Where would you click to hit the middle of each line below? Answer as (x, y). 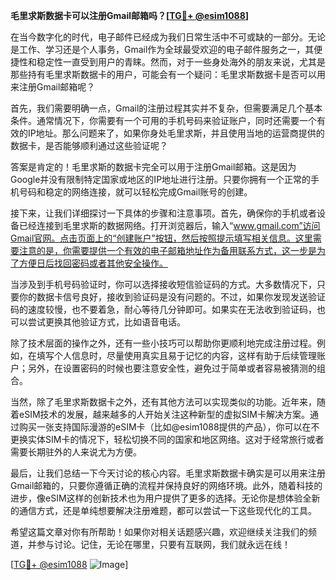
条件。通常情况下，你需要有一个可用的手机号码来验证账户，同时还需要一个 (163, 120)
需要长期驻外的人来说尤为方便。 (76, 452)
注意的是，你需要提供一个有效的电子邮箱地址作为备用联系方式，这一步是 (167, 250)
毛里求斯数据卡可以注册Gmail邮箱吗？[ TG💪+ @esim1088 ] (130, 15)
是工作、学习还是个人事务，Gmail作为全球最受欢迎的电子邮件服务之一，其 (162, 49)
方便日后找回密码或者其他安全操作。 (93, 263)
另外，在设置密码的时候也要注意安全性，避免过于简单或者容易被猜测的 (172, 368)
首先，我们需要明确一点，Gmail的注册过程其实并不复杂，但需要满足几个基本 (166, 108)
